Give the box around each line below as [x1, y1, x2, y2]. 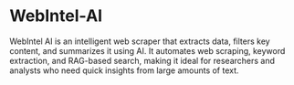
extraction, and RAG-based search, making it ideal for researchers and [9, 55, 276, 66]
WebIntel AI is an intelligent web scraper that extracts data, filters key [9, 36, 271, 47]
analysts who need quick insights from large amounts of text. [9, 65, 239, 76]
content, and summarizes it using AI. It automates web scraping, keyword [9, 45, 286, 56]
